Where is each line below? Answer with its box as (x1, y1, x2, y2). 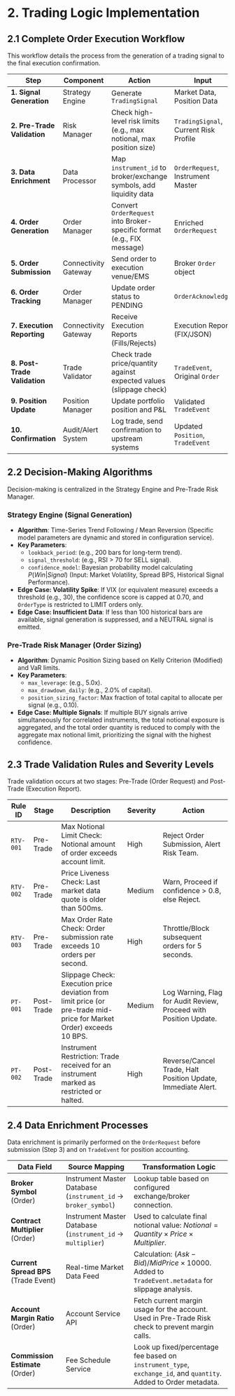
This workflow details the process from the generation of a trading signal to (7, 51, 225, 60)
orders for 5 (162, 941, 202, 951)
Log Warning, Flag (162, 988, 222, 998)
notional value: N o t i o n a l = (134, 1221, 219, 1230)
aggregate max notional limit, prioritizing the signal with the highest (17, 731, 211, 739)
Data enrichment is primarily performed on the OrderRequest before (7, 1138, 201, 1146)
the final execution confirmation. (7, 59, 101, 67)
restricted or (61, 1087, 102, 1096)
